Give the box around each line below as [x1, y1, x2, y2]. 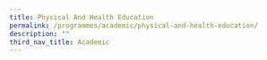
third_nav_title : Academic [9, 37, 110, 47]
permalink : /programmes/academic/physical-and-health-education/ [9, 21, 258, 30]
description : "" [9, 29, 70, 38]
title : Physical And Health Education [9, 12, 154, 22]
